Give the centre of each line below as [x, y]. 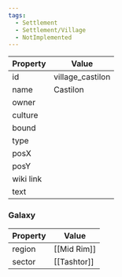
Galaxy [22, 215]
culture [25, 115]
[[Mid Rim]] [75, 249]
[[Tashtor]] [74, 261]
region [24, 249]
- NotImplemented [44, 37]
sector [24, 261]
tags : [17, 15]
